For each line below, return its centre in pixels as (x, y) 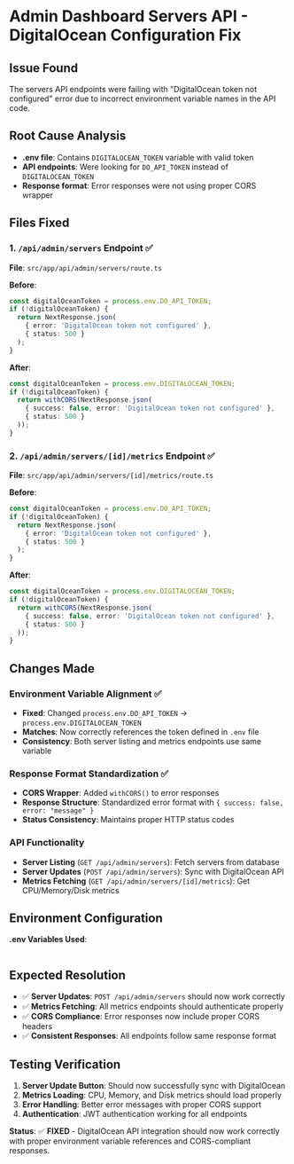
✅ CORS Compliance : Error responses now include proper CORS (140, 1017)
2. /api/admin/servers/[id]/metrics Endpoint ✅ (112, 456)
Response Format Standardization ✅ (89, 774)
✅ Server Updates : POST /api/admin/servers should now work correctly (154, 996)
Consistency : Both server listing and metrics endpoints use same (142, 741)
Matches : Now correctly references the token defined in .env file (140, 731)
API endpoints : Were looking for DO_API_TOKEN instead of (125, 167)
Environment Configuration (86, 918)
